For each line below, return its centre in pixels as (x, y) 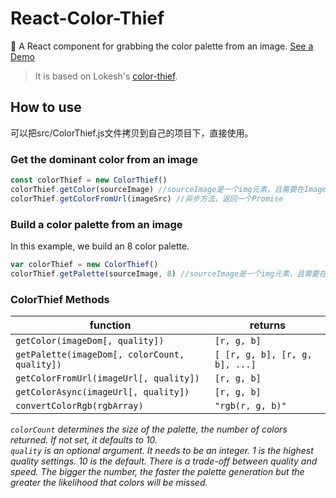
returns (268, 325)
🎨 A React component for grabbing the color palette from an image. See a (162, 46)
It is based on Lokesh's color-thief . (106, 76)
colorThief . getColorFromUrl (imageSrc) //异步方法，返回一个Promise (147, 198)
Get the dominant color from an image (104, 159)
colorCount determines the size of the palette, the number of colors (149, 429)
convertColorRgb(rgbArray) (79, 406)
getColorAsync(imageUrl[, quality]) (102, 392)
